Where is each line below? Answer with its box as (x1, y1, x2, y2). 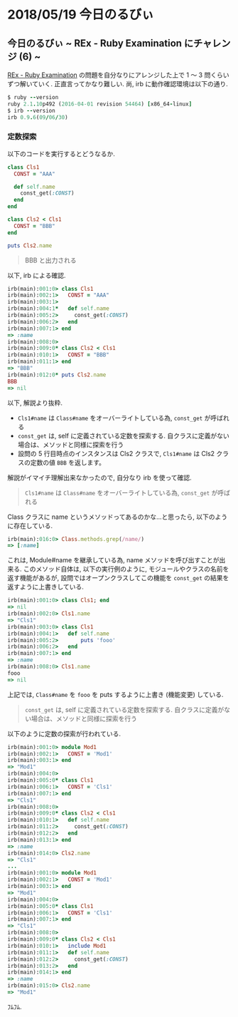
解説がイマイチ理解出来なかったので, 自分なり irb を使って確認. (7, 473, 192, 482)
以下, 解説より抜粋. (7, 398, 63, 407)
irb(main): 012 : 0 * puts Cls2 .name (7, 371, 107, 378)
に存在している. (7, 521, 53, 530)
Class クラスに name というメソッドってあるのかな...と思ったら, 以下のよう (7, 512, 228, 521)
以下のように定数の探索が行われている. (7, 729, 121, 738)
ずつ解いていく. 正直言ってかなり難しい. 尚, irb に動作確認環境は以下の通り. (7, 80, 229, 88)
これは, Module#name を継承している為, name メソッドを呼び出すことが (7, 556, 220, 564)
